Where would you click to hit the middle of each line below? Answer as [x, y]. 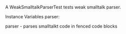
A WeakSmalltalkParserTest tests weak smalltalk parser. [63, 7]
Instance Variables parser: [32, 17]
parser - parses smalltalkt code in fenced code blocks [61, 26]
